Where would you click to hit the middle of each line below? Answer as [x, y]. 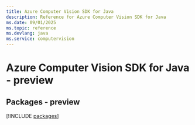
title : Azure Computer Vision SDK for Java [60, 11]
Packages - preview [43, 102]
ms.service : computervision [40, 39]
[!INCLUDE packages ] [32, 116]
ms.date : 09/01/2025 [31, 22]
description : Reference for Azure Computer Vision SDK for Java [86, 17]
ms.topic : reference [31, 28]
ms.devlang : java [27, 33]
